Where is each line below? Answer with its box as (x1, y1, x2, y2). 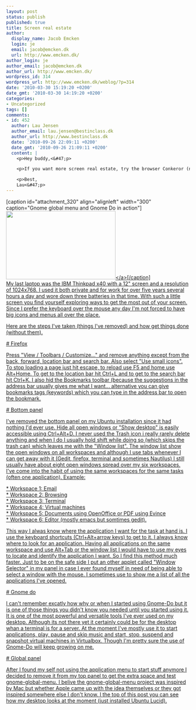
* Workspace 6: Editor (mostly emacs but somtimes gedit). (6, 516, 147, 523)
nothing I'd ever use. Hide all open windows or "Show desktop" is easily (6, 424, 179, 431)
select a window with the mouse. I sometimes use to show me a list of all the (6, 571, 190, 578)
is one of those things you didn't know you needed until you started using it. (6, 606, 188, 613)
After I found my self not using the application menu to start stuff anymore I (6, 666, 187, 673)
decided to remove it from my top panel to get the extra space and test (6, 672, 176, 679)
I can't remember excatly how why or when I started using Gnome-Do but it (6, 599, 188, 606)
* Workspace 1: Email (6, 485, 57, 492)
